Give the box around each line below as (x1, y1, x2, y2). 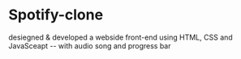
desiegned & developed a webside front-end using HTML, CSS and (8, 32, 233, 42)
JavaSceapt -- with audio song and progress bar (8, 40, 172, 50)
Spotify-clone (8, 6, 104, 24)
